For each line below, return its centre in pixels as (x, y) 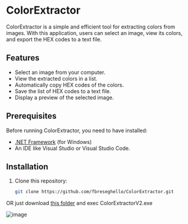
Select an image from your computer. (60, 72)
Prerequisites (31, 116)
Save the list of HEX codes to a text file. (63, 91)
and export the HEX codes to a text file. (54, 39)
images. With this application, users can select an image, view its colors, (94, 33)
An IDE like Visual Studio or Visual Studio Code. (72, 148)
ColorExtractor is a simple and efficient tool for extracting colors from (91, 27)
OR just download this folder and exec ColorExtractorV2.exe (79, 203)
